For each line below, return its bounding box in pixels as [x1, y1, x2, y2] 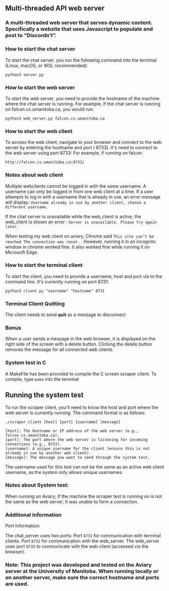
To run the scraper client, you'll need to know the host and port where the [5, 404, 158, 410]
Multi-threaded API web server [5, 4, 105, 13]
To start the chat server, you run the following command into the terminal [5, 57, 157, 63]
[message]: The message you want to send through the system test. [5, 455, 150, 460]
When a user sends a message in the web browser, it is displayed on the [5, 336, 155, 342]
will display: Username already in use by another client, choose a [5, 199, 146, 205]
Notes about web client [5, 172, 64, 179]
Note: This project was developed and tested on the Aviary [5, 562, 152, 569]
